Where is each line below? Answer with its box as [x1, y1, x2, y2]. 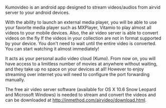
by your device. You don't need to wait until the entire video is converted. [5, 40, 156, 46]
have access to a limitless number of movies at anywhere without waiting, [5, 61, 158, 66]
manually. [5, 77, 25, 82]
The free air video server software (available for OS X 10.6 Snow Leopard [5, 86, 156, 92]
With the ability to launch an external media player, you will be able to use [5, 19, 157, 25]
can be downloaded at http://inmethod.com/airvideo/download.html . [5, 97, 147, 103]
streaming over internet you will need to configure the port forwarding [5, 71, 149, 77]
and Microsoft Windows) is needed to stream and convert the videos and [5, 92, 156, 97]
